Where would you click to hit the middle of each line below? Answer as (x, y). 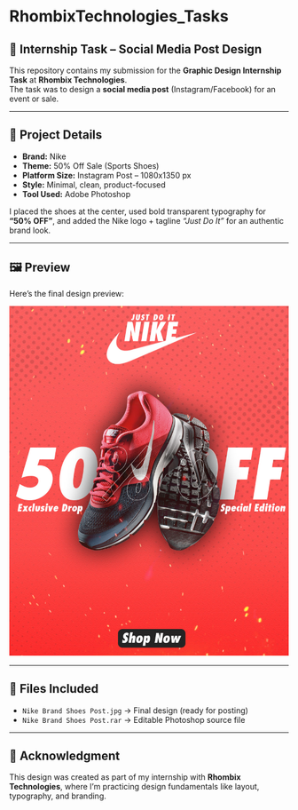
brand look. (30, 230)
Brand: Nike (44, 156)
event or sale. (34, 99)
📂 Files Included (54, 689)
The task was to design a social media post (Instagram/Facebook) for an (143, 89)
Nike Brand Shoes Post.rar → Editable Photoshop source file (133, 719)
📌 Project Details (56, 135)
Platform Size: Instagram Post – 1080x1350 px (106, 175)
